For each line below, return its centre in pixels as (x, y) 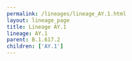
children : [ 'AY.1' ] (35, 46)
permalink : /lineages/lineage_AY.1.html (67, 14)
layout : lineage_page (38, 20)
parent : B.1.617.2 (33, 40)
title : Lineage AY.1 (37, 27)
